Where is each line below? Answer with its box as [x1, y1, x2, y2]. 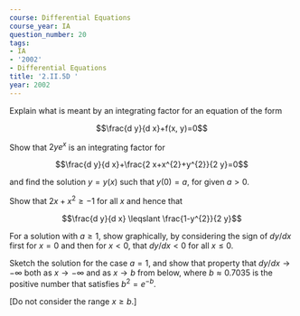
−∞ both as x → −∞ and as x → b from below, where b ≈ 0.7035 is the [9, 267, 273, 278]
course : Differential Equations [9, 13, 131, 23]
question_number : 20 [9, 30, 88, 39]
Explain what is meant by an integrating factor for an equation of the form [9, 105, 283, 116]
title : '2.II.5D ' [9, 72, 79, 81]
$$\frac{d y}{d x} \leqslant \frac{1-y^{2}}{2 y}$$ [61, 213, 242, 224]
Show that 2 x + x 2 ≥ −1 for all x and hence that [9, 194, 183, 206]
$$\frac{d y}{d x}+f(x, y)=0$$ [96, 123, 208, 134]
